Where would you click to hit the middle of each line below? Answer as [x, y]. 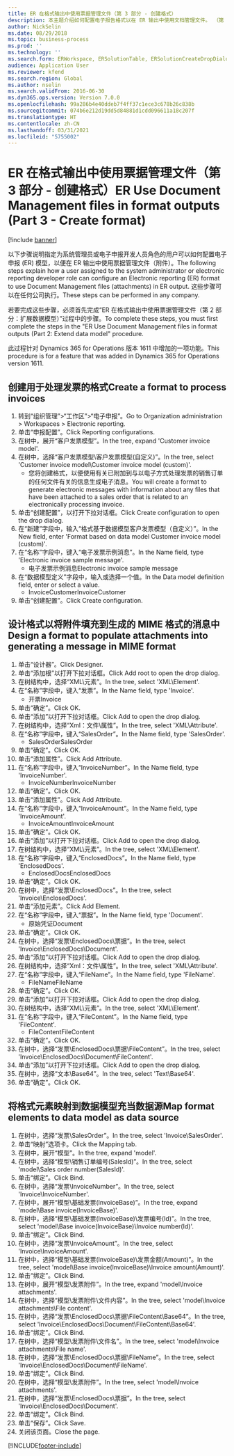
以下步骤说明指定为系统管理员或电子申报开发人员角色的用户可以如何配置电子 [117, 254]
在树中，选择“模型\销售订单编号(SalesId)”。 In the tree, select [105, 1161]
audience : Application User [49, 65]
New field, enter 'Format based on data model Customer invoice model [119, 536]
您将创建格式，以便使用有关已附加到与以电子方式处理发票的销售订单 [126, 473]
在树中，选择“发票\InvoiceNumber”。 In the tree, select [96, 1186]
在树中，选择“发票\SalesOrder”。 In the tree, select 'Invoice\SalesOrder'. [120, 1135]
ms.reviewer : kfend [36, 72]
